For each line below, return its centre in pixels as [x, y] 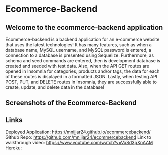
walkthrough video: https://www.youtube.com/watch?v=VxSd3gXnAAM [79, 143]
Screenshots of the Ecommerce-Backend [71, 103]
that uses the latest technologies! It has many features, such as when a [78, 45]
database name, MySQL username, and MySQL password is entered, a [78, 50]
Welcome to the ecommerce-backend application [84, 27]
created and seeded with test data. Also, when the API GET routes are [77, 66]
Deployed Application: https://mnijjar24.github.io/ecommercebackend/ [78, 132]
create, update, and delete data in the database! [55, 87]
